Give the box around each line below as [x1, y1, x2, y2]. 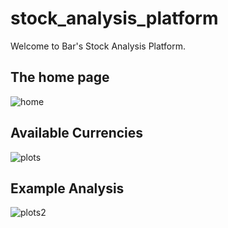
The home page [10, 69, 110, 86]
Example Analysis [10, 180, 125, 197]
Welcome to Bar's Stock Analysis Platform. [10, 40, 187, 52]
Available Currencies [10, 125, 144, 142]
